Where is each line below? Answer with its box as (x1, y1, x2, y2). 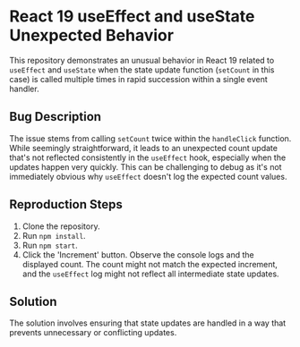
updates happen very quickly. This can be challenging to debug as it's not (9, 161, 282, 172)
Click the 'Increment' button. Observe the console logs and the (21, 249, 255, 260)
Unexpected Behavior (9, 25, 175, 46)
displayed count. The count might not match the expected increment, (21, 258, 278, 269)
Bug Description (9, 109, 101, 124)
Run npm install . (21, 230, 87, 241)
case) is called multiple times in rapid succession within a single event (9, 73, 269, 84)
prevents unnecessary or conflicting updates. (9, 327, 177, 338)
